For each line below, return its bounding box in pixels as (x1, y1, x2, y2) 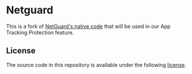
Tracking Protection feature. (6, 29, 74, 36)
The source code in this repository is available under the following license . (6, 61, 187, 68)
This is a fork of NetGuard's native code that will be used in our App (6, 23, 171, 30)
